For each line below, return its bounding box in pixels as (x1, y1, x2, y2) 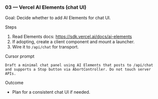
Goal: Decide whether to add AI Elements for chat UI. (5, 15, 111, 21)
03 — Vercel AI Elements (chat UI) (5, 4, 87, 11)
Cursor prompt (5, 53, 35, 59)
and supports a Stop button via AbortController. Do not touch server (5, 67, 151, 72)
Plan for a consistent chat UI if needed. (12, 89, 90, 95)
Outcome (5, 80, 24, 86)
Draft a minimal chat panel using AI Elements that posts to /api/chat (5, 63, 153, 68)
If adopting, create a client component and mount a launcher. (12, 39, 135, 45)
